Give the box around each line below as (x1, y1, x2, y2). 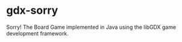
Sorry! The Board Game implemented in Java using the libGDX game (6, 23, 177, 31)
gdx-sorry (6, 4, 58, 17)
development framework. (6, 29, 69, 37)
